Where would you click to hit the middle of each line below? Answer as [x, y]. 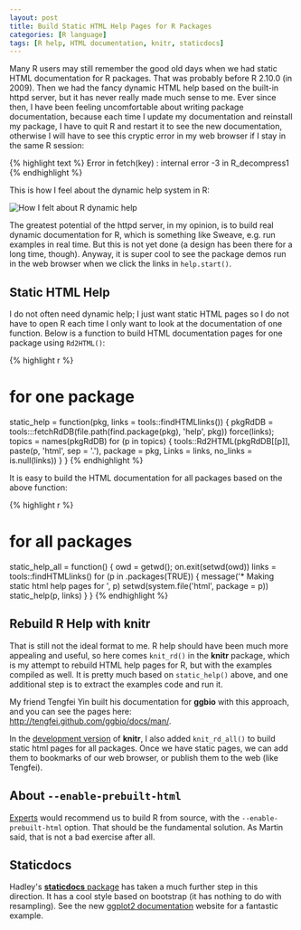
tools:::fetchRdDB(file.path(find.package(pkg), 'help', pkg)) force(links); [142, 432]
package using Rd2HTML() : [57, 343]
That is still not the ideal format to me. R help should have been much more [149, 645]
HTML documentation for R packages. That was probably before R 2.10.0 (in [150, 79]
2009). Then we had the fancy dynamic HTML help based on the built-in [144, 88]
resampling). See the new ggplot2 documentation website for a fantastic [144, 906]
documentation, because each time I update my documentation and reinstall [151, 117]
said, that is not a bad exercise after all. [82, 837]
